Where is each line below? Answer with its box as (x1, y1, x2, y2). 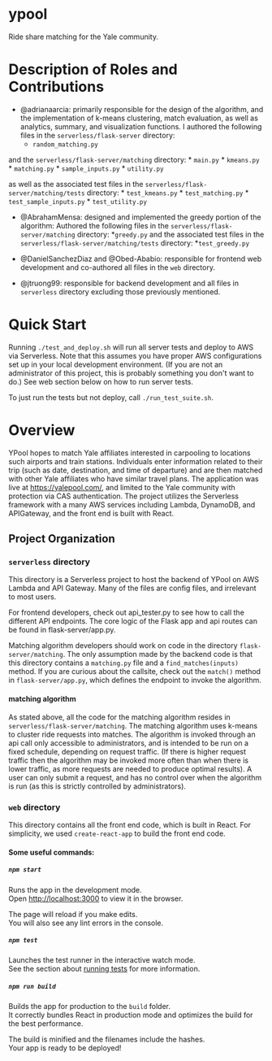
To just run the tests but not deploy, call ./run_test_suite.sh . (8, 392, 214, 402)
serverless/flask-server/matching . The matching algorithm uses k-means (8, 720, 258, 730)
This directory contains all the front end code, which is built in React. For (8, 820, 252, 829)
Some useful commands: (8, 847, 95, 857)
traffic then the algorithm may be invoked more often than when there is (8, 755, 249, 765)
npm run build (8, 983, 57, 991)
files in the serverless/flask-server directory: (19, 130, 175, 140)
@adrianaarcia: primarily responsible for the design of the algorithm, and (19, 104, 264, 114)
